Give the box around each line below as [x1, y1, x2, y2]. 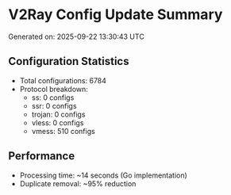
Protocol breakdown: [19, 84, 89, 94]
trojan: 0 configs [31, 109, 86, 119]
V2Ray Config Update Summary [8, 6, 223, 24]
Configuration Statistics [8, 55, 129, 68]
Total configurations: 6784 [19, 75, 107, 85]
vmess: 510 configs [31, 126, 95, 136]
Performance [8, 149, 75, 163]
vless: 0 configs [31, 117, 84, 128]
